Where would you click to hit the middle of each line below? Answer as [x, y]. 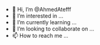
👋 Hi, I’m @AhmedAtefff [42, 9]
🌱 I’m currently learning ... [44, 22]
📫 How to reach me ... [40, 36]
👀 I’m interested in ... [38, 16]
